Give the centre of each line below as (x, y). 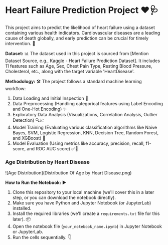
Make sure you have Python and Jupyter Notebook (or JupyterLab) (82, 203)
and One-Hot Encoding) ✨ (39, 109)
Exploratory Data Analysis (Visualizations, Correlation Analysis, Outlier (85, 114)
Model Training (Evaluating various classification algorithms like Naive (85, 127)
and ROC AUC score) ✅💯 (53, 148)
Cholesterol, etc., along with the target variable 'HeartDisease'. (70, 71)
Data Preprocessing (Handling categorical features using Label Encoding (88, 103)
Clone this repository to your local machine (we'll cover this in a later (83, 192)
